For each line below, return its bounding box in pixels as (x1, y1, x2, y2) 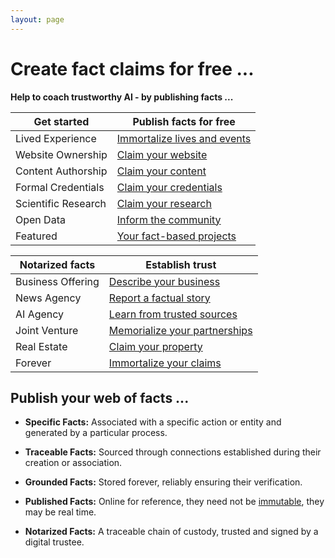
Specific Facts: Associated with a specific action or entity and (24, 416, 282, 428)
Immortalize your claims (108, 356, 222, 370)
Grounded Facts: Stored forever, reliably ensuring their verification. (24, 476, 303, 488)
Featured (15, 229, 58, 243)
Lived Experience (15, 131, 97, 145)
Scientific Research (15, 196, 107, 210)
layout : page (10, 14, 65, 25)
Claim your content (116, 164, 207, 178)
